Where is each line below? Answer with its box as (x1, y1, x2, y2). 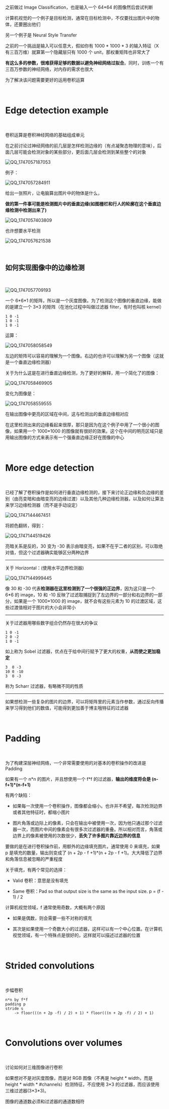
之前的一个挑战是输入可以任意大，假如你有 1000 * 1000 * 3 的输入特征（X (5, 43, 159, 49)
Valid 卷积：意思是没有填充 (12, 877, 68, 883)
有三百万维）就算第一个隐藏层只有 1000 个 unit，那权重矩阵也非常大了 (5, 49, 150, 55)
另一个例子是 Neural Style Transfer (5, 32, 77, 38)
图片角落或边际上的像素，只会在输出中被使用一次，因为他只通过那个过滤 (12, 820, 162, 826)
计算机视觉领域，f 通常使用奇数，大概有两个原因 (5, 904, 106, 910)
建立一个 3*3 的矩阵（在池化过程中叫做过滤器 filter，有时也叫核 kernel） (14, 303, 164, 309)
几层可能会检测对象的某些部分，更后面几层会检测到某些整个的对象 (9, 149, 146, 155)
